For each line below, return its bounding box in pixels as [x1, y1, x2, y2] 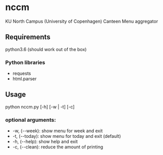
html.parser [12, 76, 37, 82]
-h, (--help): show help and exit [12, 138, 78, 145]
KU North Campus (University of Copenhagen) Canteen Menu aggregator [5, 18, 158, 24]
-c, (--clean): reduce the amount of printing [12, 144, 103, 150]
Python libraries [5, 59, 45, 66]
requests [12, 70, 31, 77]
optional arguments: [5, 116, 57, 123]
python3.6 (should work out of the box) [5, 46, 87, 52]
